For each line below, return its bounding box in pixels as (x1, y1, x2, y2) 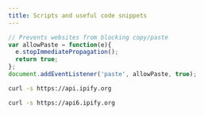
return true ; (15, 56, 59, 63)
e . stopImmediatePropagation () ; (15, 48, 119, 56)
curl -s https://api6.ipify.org (8, 98, 115, 107)
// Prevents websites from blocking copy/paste (8, 33, 169, 41)
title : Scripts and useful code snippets (8, 11, 148, 20)
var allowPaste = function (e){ (8, 40, 112, 48)
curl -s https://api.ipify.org (8, 84, 112, 92)
